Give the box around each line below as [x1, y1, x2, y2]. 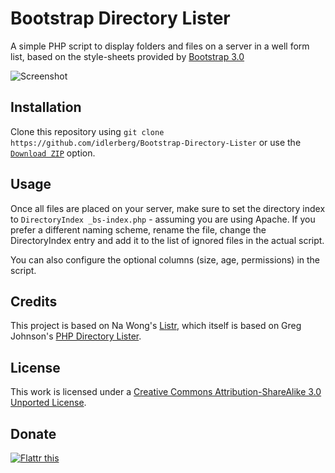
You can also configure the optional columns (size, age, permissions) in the [10, 253, 321, 266]
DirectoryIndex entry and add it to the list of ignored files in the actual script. [10, 234, 325, 246]
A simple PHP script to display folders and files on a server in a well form [10, 40, 310, 52]
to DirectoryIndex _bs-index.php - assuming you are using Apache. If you [10, 213, 316, 225]
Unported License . [10, 397, 87, 409]
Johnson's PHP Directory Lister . [10, 330, 142, 342]
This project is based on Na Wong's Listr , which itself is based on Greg [10, 320, 302, 332]
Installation [10, 99, 82, 116]
